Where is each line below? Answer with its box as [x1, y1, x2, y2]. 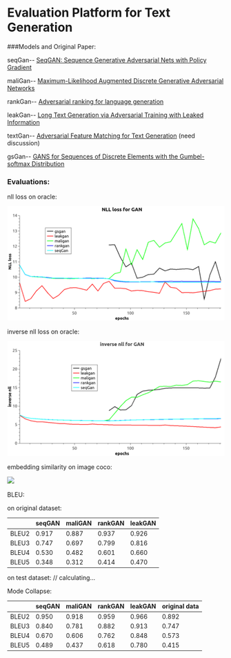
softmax [7, 159, 30, 167]
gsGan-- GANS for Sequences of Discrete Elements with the [7, 152, 179, 161]
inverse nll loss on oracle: [7, 327, 80, 336]
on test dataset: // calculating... [7, 573, 96, 582]
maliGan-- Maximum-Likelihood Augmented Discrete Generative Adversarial [7, 76, 224, 84]
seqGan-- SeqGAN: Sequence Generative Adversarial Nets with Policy [7, 55, 207, 64]
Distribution [31, 159, 65, 167]
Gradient [7, 63, 32, 71]
